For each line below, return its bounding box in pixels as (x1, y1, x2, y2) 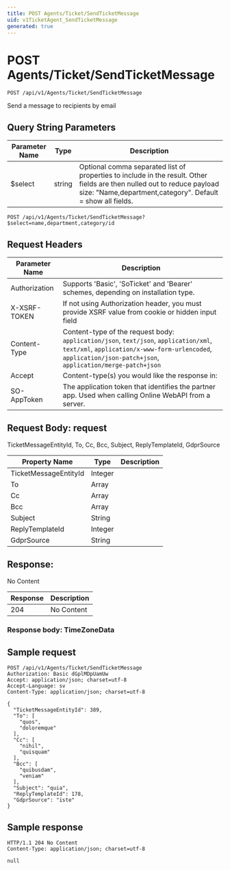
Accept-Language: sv (7, 683, 66, 690)
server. (62, 399, 86, 408)
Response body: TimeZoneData (7, 625, 115, 635)
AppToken (10, 395, 43, 404)
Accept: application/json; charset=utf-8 (7, 677, 127, 683)
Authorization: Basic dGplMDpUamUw (7, 670, 109, 678)
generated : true (7, 23, 53, 30)
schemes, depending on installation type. (62, 287, 195, 297)
